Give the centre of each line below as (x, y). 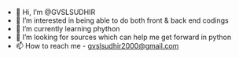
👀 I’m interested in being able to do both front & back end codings (122, 20)
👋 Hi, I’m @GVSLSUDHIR (55, 12)
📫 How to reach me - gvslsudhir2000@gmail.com (97, 46)
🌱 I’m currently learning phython (68, 29)
